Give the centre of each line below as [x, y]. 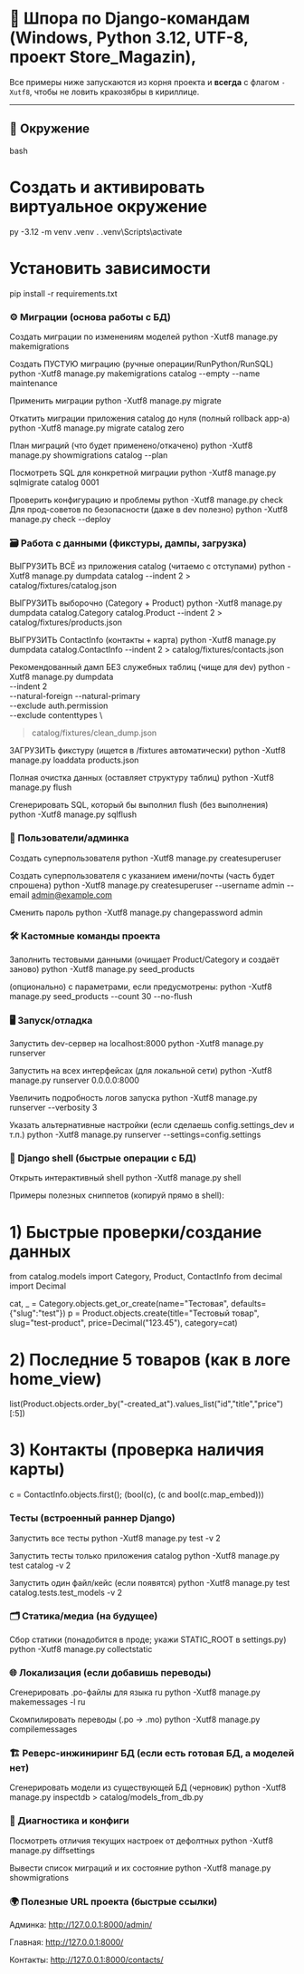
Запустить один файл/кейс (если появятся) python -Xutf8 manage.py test [150, 1582]
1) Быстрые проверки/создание [136, 1232]
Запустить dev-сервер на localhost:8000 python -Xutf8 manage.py [137, 1044]
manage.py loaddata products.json [74, 760]
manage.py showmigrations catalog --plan [89, 455]
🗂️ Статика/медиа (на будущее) [84, 1616]
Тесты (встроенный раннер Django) [92, 1518]
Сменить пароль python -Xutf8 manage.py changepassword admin [136, 912]
